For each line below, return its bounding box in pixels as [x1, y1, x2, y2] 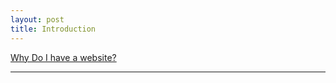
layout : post [10, 14, 65, 25]
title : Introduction [10, 24, 97, 34]
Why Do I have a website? [10, 51, 117, 63]
